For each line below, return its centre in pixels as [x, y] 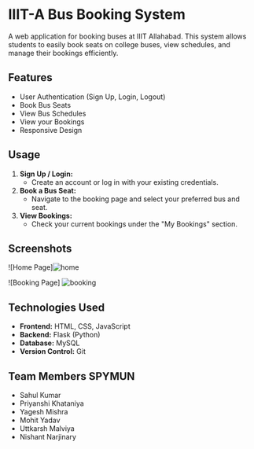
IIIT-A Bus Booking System [97, 15]
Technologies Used [56, 307]
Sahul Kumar [40, 395]
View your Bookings [52, 121]
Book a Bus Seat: [48, 190]
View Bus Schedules [53, 113]
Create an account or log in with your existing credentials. [125, 182]
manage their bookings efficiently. [63, 53]
